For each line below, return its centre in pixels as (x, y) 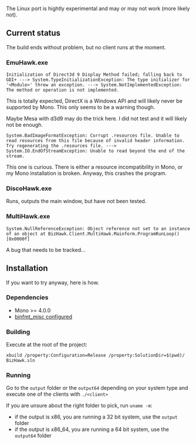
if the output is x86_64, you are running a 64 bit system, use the (92, 429)
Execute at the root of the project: (47, 345)
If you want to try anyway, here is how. (53, 282)
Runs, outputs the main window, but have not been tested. (76, 201)
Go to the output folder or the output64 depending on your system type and (97, 388)
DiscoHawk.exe (29, 188)
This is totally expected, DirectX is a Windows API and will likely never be (94, 101)
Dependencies (27, 298)
